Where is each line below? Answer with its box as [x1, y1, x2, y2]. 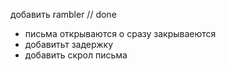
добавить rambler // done [10, 9, 117, 20]
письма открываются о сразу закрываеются [24, 28, 217, 39]
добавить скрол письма [24, 49, 128, 61]
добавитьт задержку [24, 39, 114, 50]
